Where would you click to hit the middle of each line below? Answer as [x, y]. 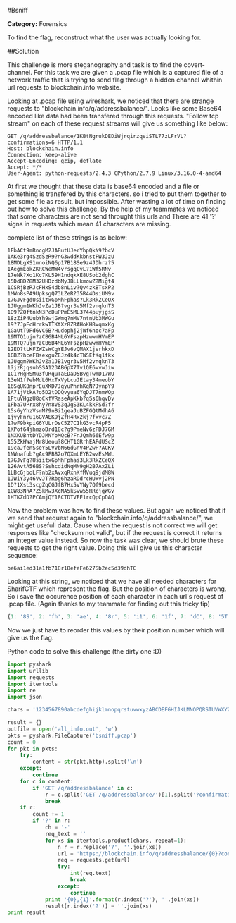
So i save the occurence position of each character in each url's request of [116, 596]
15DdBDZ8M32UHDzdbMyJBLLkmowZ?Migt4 [61, 281]
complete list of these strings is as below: [67, 238]
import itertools [33, 684]
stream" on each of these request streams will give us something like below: [118, 123]
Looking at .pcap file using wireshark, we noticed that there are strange [111, 101]
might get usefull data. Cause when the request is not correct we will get [112, 525]
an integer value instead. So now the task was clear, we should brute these [116, 540]
